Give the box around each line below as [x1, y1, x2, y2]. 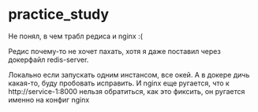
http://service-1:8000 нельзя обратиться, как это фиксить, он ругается [8, 86, 245, 96]
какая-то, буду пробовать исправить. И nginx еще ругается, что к [8, 78, 230, 88]
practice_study [8, 5, 109, 23]
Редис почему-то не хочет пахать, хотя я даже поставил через [8, 46, 221, 56]
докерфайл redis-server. [8, 55, 89, 64]
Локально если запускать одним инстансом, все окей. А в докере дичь [8, 70, 250, 79]
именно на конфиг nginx [8, 95, 90, 104]
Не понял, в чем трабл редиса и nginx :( [8, 31, 144, 41]
